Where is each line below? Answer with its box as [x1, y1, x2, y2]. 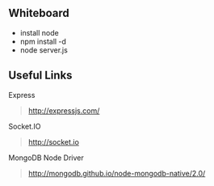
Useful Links [8, 69, 73, 82]
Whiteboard [8, 6, 70, 20]
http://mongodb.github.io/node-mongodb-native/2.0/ [27, 168, 206, 178]
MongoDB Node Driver [8, 153, 85, 163]
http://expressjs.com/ [27, 105, 100, 116]
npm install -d [19, 36, 67, 46]
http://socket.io [27, 137, 79, 146]
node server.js [19, 44, 69, 55]
